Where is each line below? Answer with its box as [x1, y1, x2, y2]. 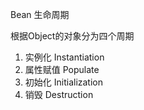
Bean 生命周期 [10, 9, 70, 20]
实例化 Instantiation [24, 51, 105, 63]
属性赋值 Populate [24, 64, 100, 75]
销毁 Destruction [24, 89, 94, 100]
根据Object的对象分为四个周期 [10, 30, 135, 42]
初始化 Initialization [24, 76, 103, 88]
